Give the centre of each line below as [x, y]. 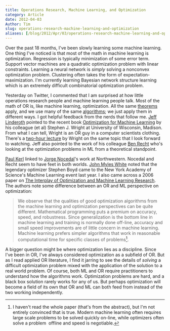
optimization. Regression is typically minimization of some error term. [77, 58]
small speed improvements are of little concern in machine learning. [88, 228]
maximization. [20, 80]
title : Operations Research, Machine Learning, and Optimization [75, 10]
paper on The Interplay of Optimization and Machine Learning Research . [80, 180]
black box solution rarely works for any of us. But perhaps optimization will [83, 281]
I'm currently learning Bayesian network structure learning [96, 80]
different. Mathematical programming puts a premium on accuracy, [87, 212]
